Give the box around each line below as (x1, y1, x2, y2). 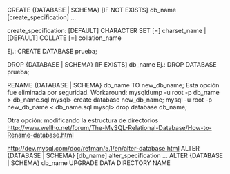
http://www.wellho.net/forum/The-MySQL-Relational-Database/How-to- (7, 124, 212, 131)
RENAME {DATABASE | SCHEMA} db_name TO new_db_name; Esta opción (7, 81, 220, 89)
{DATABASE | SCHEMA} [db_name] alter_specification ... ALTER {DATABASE (7, 151, 223, 160)
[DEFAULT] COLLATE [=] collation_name (7, 34, 122, 42)
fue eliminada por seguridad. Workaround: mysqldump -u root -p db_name (7, 89, 220, 96)
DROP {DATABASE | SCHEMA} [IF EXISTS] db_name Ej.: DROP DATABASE (7, 61, 217, 68)
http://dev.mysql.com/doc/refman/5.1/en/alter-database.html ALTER (7, 144, 200, 152)
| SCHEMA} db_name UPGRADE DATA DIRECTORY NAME (7, 159, 171, 167)
